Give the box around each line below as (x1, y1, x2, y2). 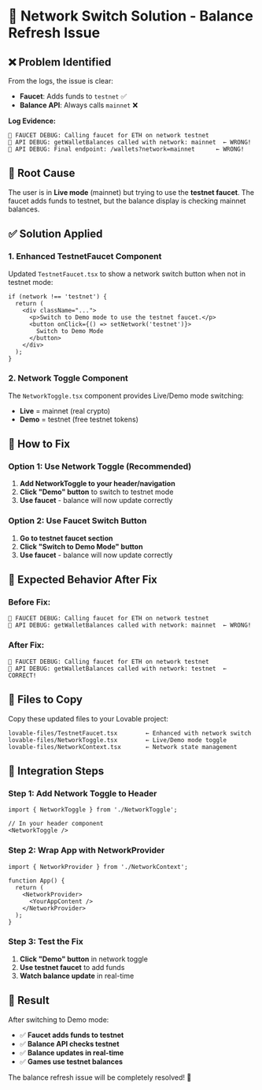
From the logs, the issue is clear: (8, 77, 114, 85)
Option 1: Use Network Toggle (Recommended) (8, 461, 192, 472)
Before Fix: (8, 597, 51, 608)
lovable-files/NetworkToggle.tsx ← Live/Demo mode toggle (8, 736, 227, 744)
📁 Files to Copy (8, 693, 83, 706)
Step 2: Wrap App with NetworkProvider (8, 845, 165, 856)
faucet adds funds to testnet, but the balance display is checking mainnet (8, 196, 246, 205)
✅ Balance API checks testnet (19, 1039, 120, 1048)
